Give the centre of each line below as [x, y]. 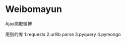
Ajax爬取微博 [19, 23]
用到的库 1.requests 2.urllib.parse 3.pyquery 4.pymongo [63, 34]
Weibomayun [34, 9]
